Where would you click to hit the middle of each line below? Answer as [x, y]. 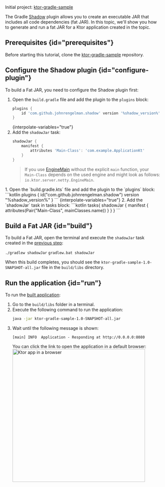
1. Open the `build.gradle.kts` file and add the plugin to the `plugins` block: [80, 189]
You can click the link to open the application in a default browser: [79, 347]
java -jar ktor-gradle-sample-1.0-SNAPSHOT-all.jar [66, 319]
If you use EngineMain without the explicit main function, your [87, 169]
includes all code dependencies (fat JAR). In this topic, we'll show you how [81, 22]
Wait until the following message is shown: [55, 328]
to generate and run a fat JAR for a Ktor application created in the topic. [78, 27]
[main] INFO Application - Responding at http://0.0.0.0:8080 [79, 337]
